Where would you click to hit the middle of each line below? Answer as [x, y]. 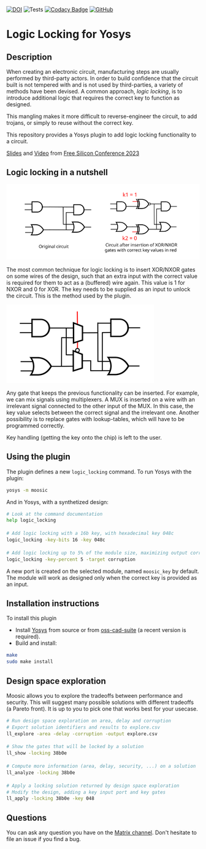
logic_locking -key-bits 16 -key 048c [56, 540]
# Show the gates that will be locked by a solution [75, 747]
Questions [27, 818]
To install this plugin [32, 618]
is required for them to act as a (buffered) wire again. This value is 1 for [96, 282]
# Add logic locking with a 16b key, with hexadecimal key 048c [90, 534]
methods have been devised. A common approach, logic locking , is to [94, 91]
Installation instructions [53, 603]
